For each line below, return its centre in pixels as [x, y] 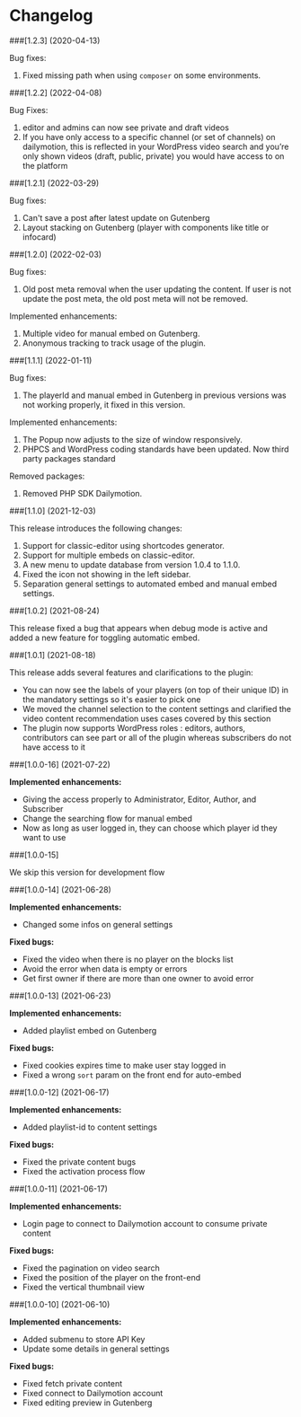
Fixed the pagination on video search [91, 1268]
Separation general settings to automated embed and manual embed [150, 584]
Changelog [51, 16]
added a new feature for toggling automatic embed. [105, 638]
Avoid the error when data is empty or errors [105, 968]
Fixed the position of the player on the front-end [111, 1277]
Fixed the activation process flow [84, 1171]
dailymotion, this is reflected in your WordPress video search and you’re [155, 146]
